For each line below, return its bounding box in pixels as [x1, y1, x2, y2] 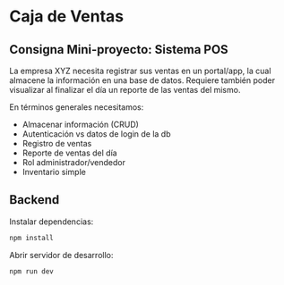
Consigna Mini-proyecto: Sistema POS [9, 42, 228, 57]
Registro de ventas [22, 138, 92, 148]
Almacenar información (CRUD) [22, 119, 139, 130]
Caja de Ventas [9, 6, 125, 27]
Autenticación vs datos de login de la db [22, 129, 172, 139]
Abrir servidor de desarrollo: [9, 249, 114, 260]
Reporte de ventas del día [22, 147, 118, 158]
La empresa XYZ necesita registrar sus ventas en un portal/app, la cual [9, 65, 271, 76]
